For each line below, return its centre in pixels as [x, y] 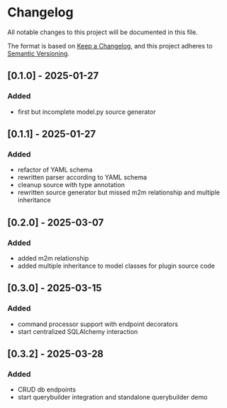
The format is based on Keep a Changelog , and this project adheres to [110, 46]
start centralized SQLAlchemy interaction [78, 331]
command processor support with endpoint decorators [98, 324]
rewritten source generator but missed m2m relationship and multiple [118, 192]
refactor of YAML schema [55, 170]
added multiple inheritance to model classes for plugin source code [116, 266]
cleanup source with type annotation [71, 185]
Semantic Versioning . [38, 53]
